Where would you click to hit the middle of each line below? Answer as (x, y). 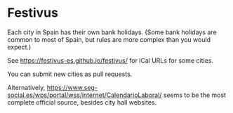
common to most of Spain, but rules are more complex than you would (109, 39)
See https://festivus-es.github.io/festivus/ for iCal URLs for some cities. (111, 60)
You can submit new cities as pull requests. (70, 74)
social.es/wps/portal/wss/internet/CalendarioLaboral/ (85, 95)
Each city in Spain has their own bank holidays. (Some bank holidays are (112, 32)
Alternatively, (26, 87)
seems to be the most (195, 95)
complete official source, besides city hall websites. (82, 102)
